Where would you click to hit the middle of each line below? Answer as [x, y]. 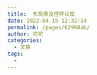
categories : [25, 41]
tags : [15, 54]
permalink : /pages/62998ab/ [49, 27]
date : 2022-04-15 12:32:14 [47, 21]
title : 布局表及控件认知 [41, 14]
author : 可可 [25, 34]
